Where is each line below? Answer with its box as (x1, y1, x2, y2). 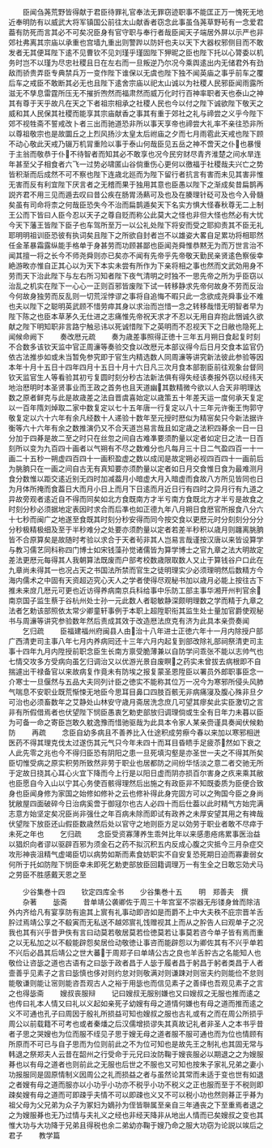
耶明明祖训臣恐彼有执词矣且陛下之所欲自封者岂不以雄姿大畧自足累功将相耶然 (8, 231, 264, 240)
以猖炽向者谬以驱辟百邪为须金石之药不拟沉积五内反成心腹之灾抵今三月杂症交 (8, 839, 264, 848)
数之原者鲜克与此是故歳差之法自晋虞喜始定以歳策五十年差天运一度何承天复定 (8, 393, 264, 402)
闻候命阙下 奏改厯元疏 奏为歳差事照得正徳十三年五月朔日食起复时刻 (8, 332, 261, 341)
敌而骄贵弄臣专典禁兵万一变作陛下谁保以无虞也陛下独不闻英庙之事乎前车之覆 (8, 68, 264, 77)
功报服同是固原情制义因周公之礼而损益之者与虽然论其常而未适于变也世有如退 (8, 1070, 264, 1079)
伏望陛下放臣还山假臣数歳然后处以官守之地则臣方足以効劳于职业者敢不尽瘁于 (8, 819, 264, 828)
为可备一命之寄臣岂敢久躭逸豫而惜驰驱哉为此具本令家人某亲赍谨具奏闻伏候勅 (8, 718, 264, 727)
